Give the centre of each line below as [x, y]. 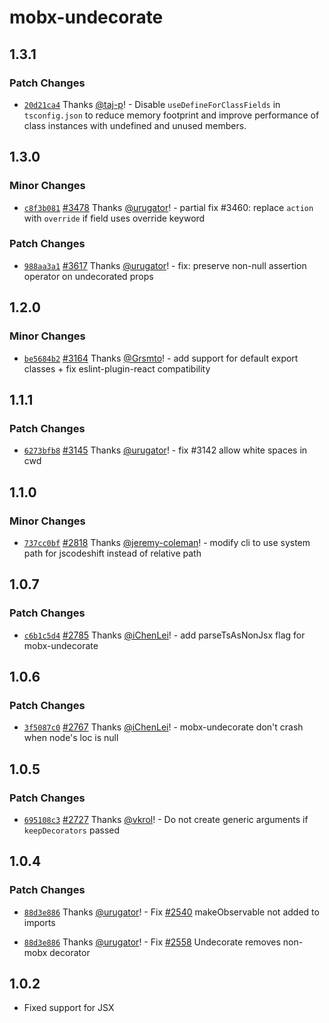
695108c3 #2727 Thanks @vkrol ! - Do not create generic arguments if [166, 819]
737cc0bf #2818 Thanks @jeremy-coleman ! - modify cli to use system [167, 542]
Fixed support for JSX [69, 1008]
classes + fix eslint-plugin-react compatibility [117, 368]
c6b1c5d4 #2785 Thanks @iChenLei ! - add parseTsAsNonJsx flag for [164, 635]
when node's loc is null [71, 738]
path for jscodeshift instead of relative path [112, 553]
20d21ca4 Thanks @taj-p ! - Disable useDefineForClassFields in [152, 104]
